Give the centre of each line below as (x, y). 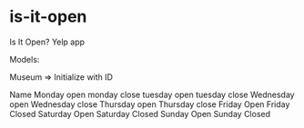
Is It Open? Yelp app (47, 42)
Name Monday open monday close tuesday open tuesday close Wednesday (152, 94)
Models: (25, 59)
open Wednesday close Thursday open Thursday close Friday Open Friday (150, 104)
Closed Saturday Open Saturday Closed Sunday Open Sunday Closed (140, 113)
